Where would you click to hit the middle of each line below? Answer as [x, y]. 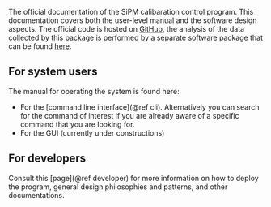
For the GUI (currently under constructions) [92, 132]
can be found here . [40, 46]
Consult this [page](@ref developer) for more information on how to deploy [133, 178]
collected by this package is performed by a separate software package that [135, 37]
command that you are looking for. [77, 124]
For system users [53, 72]
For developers [47, 159]
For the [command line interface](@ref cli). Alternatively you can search [140, 107]
